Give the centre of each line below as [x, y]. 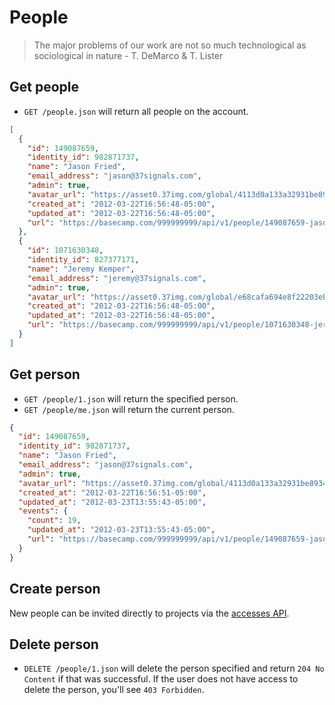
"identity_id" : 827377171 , [83, 260]
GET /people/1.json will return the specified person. [131, 398]
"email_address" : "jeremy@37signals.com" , [117, 278]
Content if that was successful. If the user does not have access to [161, 679]
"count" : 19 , [54, 521]
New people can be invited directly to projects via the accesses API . [149, 613]
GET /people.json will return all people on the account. [136, 111]
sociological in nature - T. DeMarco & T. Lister [128, 55]
